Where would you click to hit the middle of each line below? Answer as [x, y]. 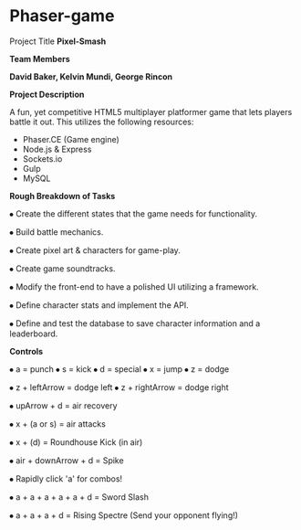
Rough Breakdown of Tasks [62, 196]
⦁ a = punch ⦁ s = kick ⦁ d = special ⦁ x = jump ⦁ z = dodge [119, 369]
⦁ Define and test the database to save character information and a [135, 323]
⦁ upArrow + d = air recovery [63, 405]
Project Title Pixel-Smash [58, 41]
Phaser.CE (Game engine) [71, 139]
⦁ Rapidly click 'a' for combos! [66, 478]
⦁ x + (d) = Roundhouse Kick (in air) [76, 442]
